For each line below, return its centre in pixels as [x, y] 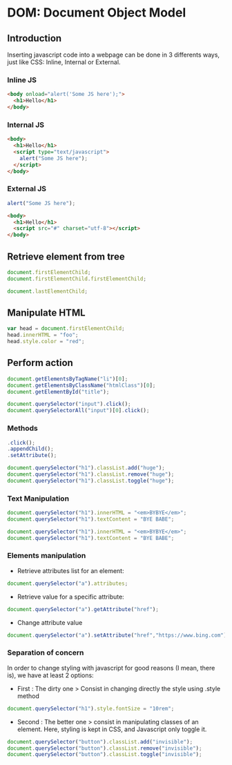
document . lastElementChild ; [48, 291]
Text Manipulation [38, 498]
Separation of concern [46, 652]
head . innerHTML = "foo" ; [43, 335]
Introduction [35, 38]
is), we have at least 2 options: [51, 675]
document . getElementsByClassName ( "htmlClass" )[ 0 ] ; [81, 385]
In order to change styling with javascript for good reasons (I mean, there [111, 668]
